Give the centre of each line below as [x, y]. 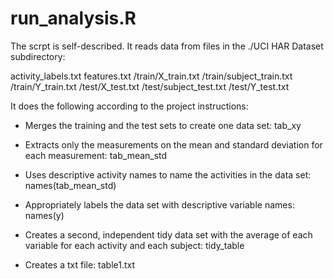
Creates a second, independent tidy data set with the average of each [168, 234]
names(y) [44, 215]
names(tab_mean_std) [70, 185]
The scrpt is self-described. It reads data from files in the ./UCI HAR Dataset [167, 46]
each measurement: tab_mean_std [96, 155]
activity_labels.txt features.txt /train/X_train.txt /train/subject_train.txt [151, 76]
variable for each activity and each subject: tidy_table [134, 245]
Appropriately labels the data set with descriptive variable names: [159, 204]
